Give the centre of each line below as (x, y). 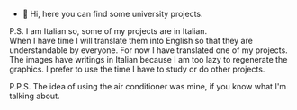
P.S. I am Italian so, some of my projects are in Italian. (108, 31)
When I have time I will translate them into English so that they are (131, 41)
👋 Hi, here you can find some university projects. (113, 14)
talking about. (35, 96)
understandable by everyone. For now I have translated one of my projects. (148, 50)
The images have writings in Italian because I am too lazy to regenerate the (148, 59)
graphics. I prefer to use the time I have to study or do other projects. (137, 69)
